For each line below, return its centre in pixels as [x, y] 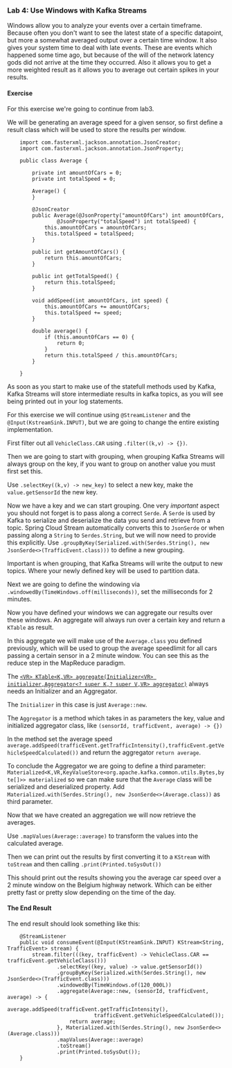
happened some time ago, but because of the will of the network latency [111, 55]
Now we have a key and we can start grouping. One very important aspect [113, 505]
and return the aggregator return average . [140, 752]
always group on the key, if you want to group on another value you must [111, 464]
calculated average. [35, 843]
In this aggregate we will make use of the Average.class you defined [105, 640]
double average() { [60, 331]
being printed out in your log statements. [65, 401]
